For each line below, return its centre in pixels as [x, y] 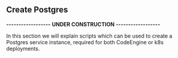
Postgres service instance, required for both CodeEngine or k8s [85, 42]
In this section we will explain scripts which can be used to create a [89, 36]
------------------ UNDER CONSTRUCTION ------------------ [83, 24]
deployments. [23, 48]
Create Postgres [37, 10]
